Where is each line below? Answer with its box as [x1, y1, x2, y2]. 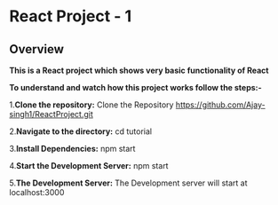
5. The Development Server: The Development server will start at [9, 177, 248, 188]
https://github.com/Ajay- [175, 99, 266, 110]
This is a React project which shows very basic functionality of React [9, 65, 269, 75]
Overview [9, 42, 65, 57]
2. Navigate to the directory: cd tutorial [9, 126, 153, 137]
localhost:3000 [9, 187, 65, 197]
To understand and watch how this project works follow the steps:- [9, 83, 262, 92]
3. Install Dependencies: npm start [9, 144, 136, 154]
